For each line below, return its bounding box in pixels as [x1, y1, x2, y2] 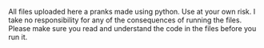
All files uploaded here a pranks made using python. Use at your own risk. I [8, 7, 256, 16]
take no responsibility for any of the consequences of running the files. [8, 15, 242, 25]
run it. [8, 32, 28, 42]
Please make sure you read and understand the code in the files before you [8, 24, 257, 33]
